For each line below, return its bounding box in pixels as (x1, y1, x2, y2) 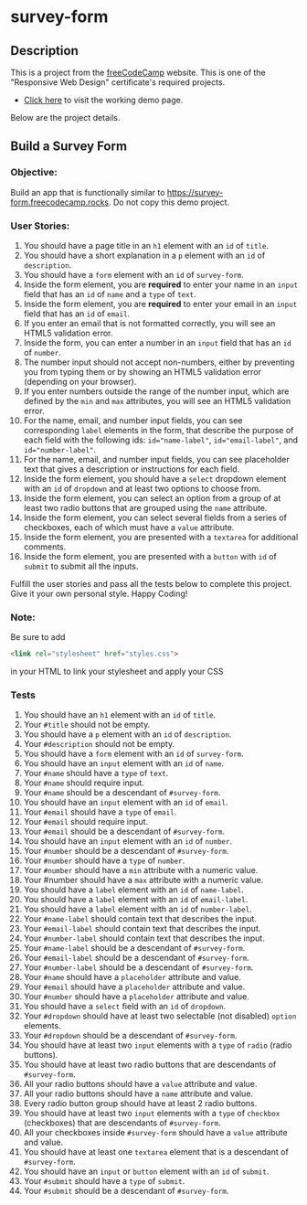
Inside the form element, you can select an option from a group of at (23, 492, 281, 504)
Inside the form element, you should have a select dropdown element (23, 473, 287, 484)
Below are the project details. (10, 112, 121, 123)
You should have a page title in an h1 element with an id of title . (23, 240, 270, 251)
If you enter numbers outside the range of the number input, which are (23, 386, 290, 397)
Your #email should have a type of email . (23, 806, 177, 817)
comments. (23, 541, 67, 552)
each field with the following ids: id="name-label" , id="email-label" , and (23, 434, 299, 445)
